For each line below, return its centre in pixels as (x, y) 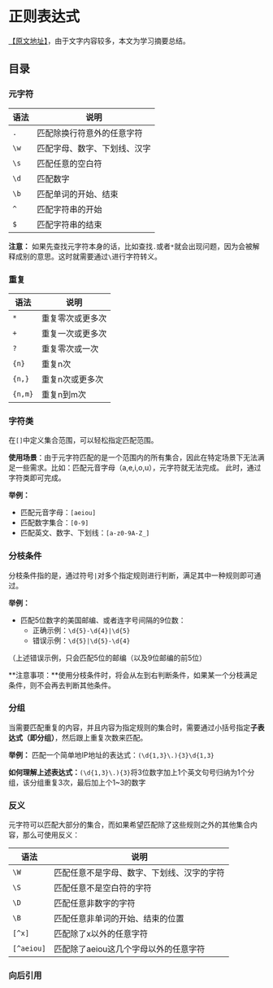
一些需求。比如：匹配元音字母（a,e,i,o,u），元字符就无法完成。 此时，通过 (138, 468)
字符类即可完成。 (37, 478)
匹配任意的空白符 (70, 164)
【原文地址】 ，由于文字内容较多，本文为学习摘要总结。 (99, 41)
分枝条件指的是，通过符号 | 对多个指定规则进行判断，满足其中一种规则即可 (131, 575)
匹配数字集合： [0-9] (54, 522)
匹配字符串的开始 (70, 209)
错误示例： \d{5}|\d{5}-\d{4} (81, 640)
